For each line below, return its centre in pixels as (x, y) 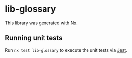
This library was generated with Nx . (41, 23)
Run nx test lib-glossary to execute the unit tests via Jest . (66, 50)
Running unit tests (34, 38)
